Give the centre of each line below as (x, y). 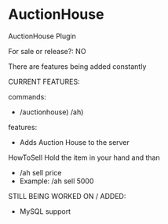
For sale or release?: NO (47, 51)
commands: (27, 96)
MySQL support (45, 211)
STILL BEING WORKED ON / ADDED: (67, 196)
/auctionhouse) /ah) (51, 112)
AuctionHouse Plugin (42, 36)
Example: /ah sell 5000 (57, 181)
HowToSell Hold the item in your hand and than (84, 157)
